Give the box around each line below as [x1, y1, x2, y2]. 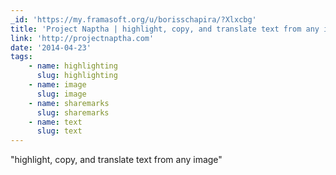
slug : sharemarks [36, 107, 110, 118]
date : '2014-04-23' [10, 42, 92, 53]
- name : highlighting [28, 61, 118, 71]
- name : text [28, 117, 83, 127]
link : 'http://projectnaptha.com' [10, 33, 155, 43]
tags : [10, 52, 33, 62]
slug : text [36, 126, 83, 136]
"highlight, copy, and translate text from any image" [10, 154, 223, 166]
